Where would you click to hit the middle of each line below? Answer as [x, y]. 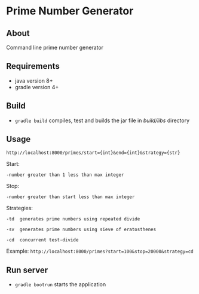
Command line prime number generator [55, 47]
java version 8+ [34, 81]
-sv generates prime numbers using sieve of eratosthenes [81, 230]
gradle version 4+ [37, 87]
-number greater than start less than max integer [71, 197]
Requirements [33, 66]
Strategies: [19, 208]
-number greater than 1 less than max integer [65, 175]
